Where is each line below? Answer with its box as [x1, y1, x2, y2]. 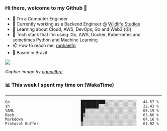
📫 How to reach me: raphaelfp [12, 42, 76, 49]
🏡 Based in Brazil [12, 50, 47, 56]
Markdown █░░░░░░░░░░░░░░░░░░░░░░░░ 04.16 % [5, 117, 159, 122]
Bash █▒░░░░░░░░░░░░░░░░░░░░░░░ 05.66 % [5, 112, 159, 118]
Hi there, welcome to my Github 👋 [5, 4, 87, 11]
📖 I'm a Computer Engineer [12, 16, 68, 22]
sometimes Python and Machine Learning [12, 37, 98, 43]
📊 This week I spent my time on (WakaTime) [5, 82, 114, 89]
